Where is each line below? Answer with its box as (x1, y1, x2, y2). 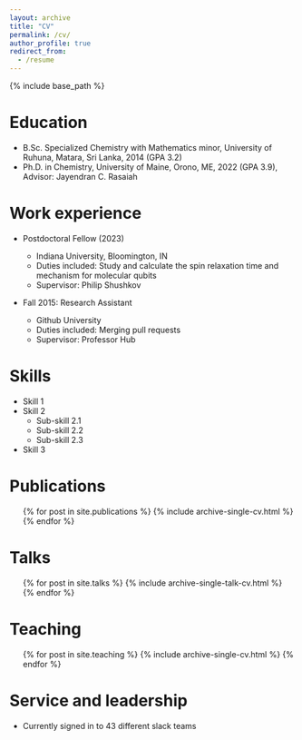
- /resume (17, 55, 54, 64)
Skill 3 (22, 444, 46, 455)
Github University (35, 314, 102, 325)
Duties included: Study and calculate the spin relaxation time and (35, 260, 279, 271)
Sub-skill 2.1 (35, 415, 82, 426)
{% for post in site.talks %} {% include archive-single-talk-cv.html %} (22, 577, 283, 588)
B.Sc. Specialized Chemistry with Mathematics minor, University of (22, 142, 272, 153)
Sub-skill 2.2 (35, 424, 84, 436)
